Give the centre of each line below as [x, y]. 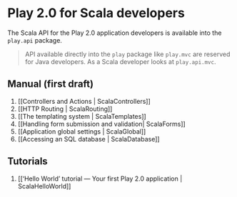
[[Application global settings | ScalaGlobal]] [82, 131]
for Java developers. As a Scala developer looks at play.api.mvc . [120, 61]
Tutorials [27, 161]
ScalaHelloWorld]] [44, 186]
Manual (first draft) [51, 84]
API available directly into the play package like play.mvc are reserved [127, 54]
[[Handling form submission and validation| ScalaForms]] [101, 124]
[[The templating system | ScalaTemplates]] [82, 116]
